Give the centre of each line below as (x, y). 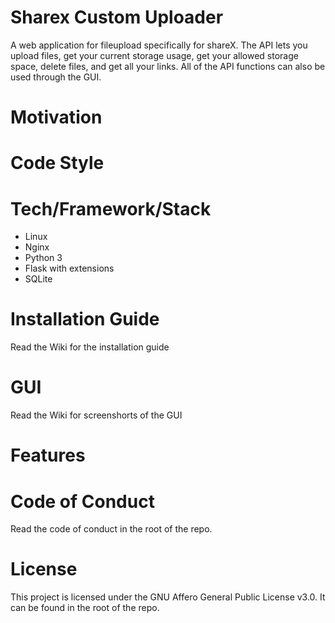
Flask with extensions (69, 268)
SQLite (38, 279)
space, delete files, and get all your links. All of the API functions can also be (168, 66)
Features (48, 455)
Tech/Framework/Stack (111, 208)
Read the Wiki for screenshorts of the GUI (96, 415)
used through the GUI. (56, 77)
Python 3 (43, 258)
